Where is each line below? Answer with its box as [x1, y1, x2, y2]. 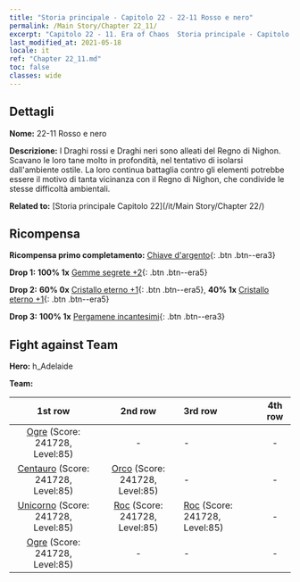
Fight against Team [9, 337, 119, 353]
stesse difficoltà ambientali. [9, 183, 111, 194]
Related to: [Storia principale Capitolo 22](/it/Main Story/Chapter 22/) [9, 200, 265, 211]
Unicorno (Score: [17, 499, 90, 511]
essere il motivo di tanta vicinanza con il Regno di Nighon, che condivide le [9, 173, 285, 184]
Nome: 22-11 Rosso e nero [9, 128, 107, 138]
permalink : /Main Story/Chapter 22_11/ [9, 21, 158, 30]
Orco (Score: [111, 462, 165, 475]
